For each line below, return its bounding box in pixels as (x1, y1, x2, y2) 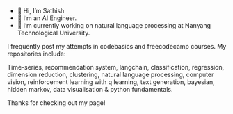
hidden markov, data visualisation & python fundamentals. (7, 85, 173, 93)
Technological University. (17, 28, 90, 37)
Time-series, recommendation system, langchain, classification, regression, (7, 63, 225, 71)
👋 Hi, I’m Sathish (17, 7, 65, 15)
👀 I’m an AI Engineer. (17, 14, 77, 22)
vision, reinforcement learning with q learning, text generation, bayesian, (7, 78, 216, 86)
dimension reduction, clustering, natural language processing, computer (7, 70, 214, 79)
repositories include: (7, 49, 66, 58)
